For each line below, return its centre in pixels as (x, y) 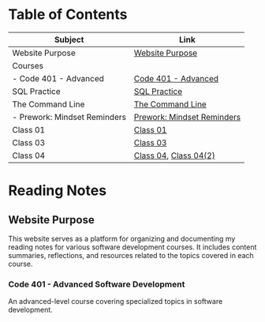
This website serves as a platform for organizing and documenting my (122, 238)
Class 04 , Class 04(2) (174, 155)
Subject (69, 39)
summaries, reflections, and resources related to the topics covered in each (131, 255)
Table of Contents (68, 15)
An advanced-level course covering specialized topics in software (116, 301)
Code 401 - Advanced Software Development (97, 284)
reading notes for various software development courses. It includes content (132, 247)
